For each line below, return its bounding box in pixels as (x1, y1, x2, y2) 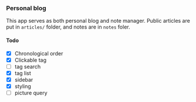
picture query (14, 89, 48, 96)
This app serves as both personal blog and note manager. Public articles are (6, 17, 191, 24)
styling (14, 83, 31, 90)
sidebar (14, 76, 33, 83)
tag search (14, 63, 41, 70)
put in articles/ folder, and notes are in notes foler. (6, 23, 130, 30)
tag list (14, 69, 31, 76)
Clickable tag (14, 57, 47, 64)
